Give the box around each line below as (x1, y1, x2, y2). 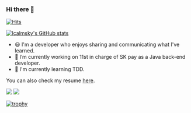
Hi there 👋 (6, 5, 35, 13)
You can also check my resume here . (6, 77, 95, 84)
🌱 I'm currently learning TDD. (14, 66, 85, 73)
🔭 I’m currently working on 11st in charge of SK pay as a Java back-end (14, 54, 186, 61)
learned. (14, 47, 35, 54)
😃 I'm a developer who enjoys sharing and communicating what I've (14, 41, 180, 48)
